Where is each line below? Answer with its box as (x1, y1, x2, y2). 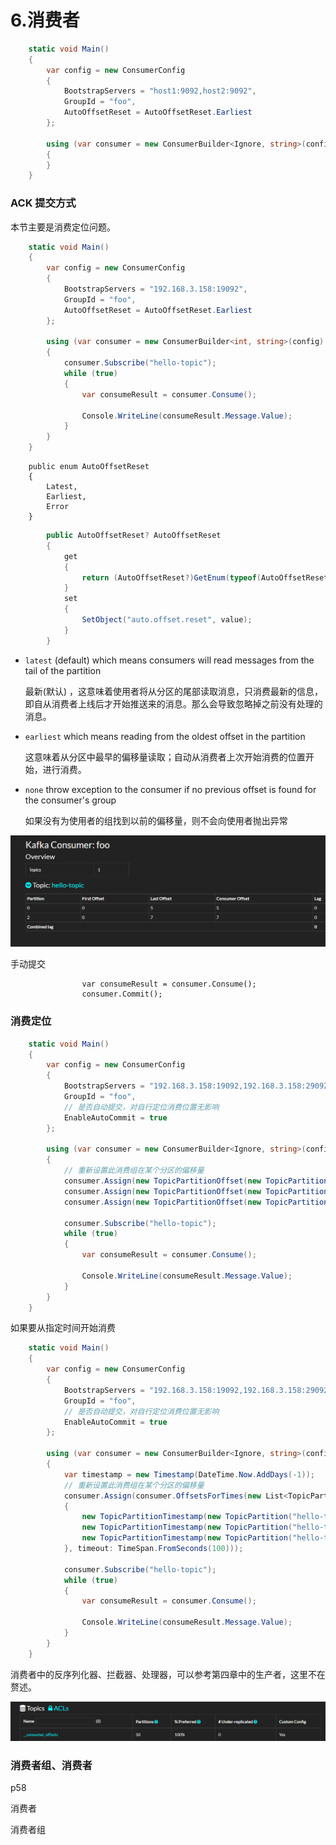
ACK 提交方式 (10, 196, 77, 210)
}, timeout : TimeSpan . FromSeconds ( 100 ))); (63, 1544, 244, 1554)
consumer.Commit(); (81, 989, 163, 1000)
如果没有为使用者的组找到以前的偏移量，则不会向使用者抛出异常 (24, 814, 288, 826)
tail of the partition (24, 664, 102, 676)
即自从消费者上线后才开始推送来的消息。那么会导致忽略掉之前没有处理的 (24, 697, 323, 710)
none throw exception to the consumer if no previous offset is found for (24, 783, 317, 795)
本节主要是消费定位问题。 (10, 221, 116, 233)
